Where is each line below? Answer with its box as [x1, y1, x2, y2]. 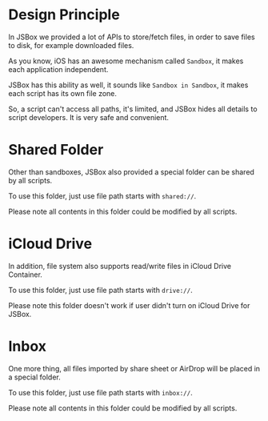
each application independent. [8, 64, 109, 74]
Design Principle [8, 6, 120, 24]
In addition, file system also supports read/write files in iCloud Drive [8, 261, 232, 271]
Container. [8, 270, 42, 279]
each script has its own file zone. [8, 88, 118, 98]
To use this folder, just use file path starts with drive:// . [8, 285, 194, 295]
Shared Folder [8, 141, 104, 159]
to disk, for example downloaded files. [8, 40, 134, 50]
